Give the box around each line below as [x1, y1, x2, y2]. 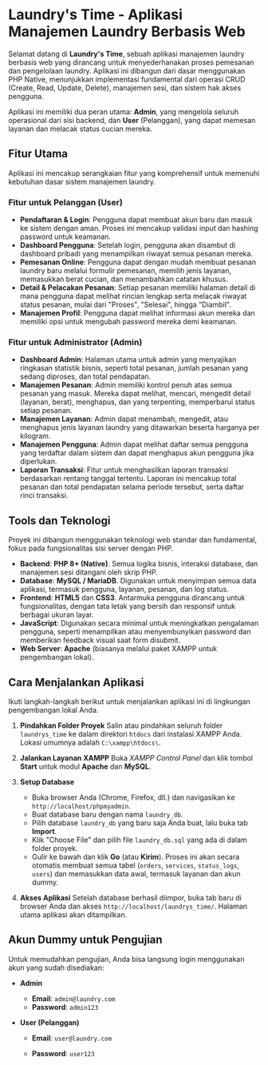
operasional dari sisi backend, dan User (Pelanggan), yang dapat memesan [8, 115, 256, 125]
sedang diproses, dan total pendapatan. [19, 372, 152, 381]
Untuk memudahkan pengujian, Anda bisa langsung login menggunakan [8, 954, 245, 964]
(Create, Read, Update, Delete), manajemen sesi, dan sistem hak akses [8, 82, 242, 93]
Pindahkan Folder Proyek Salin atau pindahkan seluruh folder [19, 721, 223, 730]
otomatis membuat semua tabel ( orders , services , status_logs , [31, 860, 239, 870]
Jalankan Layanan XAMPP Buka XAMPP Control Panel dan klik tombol [19, 753, 254, 762]
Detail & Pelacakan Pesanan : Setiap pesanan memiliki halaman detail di [19, 283, 256, 292]
